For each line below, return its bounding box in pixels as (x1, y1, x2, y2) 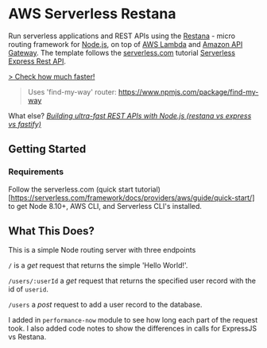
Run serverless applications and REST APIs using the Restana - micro (8, 31, 236, 41)
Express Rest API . (8, 56, 66, 66)
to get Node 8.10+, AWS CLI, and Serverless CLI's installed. (8, 201, 203, 211)
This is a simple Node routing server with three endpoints (8, 246, 196, 255)
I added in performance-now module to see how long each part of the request (8, 315, 258, 325)
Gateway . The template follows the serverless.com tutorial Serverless (8, 48, 236, 57)
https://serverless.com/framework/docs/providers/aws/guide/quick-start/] (10, 192, 255, 203)
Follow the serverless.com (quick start (8, 184, 133, 194)
